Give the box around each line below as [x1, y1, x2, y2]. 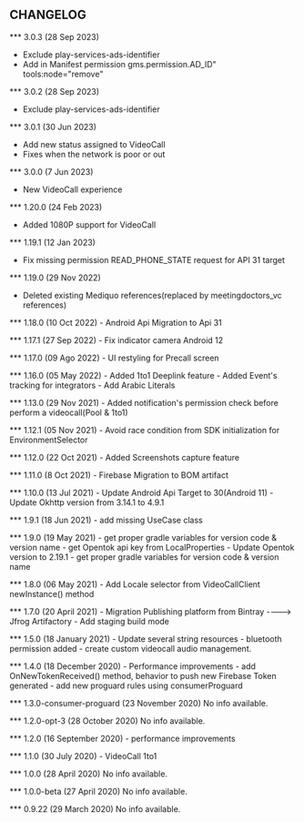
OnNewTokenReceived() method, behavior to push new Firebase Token [9, 670, 277, 681]
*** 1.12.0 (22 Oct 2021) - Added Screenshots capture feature [9, 452, 240, 462]
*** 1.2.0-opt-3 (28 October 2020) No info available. [9, 715, 206, 726]
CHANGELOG [9, 7, 86, 23]
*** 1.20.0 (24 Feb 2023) [9, 201, 103, 212]
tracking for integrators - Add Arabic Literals [9, 380, 176, 391]
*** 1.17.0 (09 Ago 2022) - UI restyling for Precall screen [9, 352, 220, 363]
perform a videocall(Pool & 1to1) [9, 407, 129, 418]
